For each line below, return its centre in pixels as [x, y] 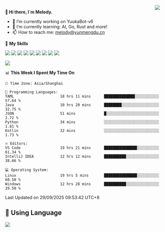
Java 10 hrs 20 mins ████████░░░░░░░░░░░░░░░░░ [82, 105]
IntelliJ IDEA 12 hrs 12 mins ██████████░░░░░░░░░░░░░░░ [82, 156]
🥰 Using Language [34, 213]
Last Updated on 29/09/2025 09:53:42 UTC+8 [52, 197]
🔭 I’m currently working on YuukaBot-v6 [53, 21]
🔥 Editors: [16, 144]
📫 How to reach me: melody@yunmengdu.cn [58, 32]
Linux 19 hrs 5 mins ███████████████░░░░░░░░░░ [82, 176]
